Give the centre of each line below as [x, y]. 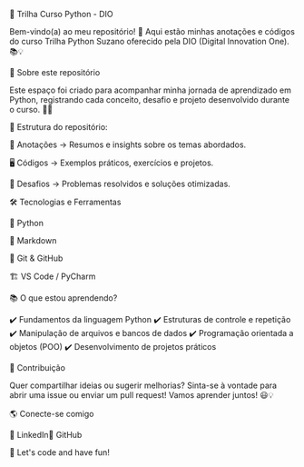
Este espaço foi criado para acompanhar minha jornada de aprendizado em [151, 90]
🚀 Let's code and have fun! [60, 452]
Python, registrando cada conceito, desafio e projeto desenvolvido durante [150, 99]
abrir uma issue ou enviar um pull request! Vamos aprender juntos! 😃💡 [142, 395]
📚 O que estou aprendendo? [64, 298]
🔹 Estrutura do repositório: [59, 127]
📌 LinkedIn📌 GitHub [46, 435]
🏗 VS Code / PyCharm [53, 276]
